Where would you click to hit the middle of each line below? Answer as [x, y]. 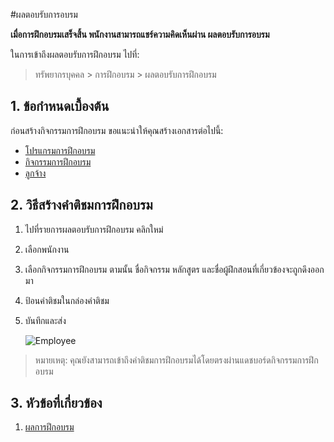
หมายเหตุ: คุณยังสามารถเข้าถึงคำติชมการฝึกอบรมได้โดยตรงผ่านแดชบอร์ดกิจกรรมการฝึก [176, 360]
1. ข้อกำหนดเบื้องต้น [60, 106]
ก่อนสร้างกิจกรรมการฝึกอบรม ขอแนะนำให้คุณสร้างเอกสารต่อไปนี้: [117, 130]
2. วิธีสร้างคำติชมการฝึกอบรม [81, 205]
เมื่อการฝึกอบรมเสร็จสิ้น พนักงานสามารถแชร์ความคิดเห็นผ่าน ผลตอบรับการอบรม [140, 34]
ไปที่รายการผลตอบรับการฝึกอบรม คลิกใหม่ [94, 229]
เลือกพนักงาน [47, 249]
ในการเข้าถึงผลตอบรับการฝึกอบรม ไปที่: [75, 54]
